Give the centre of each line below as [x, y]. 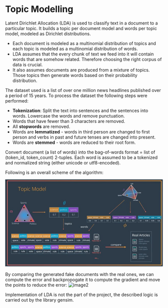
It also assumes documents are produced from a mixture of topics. [81, 70]
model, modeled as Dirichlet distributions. [48, 33]
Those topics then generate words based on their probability [75, 75]
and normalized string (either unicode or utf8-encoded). [63, 162]
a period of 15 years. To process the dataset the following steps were [76, 95]
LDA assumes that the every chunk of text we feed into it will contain [83, 54]
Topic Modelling [39, 9]
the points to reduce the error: [36, 285]
